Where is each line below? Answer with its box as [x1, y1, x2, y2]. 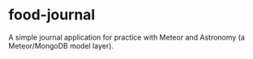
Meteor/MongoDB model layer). [8, 40, 114, 50]
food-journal [8, 6, 96, 24]
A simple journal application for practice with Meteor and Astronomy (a [8, 32, 246, 42]
